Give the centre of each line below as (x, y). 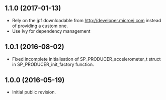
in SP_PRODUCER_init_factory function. (53, 64)
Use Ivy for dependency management (51, 31)
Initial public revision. (34, 92)
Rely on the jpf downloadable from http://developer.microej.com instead (87, 20)
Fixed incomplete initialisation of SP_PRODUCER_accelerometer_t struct (86, 59)
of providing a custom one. (40, 26)
